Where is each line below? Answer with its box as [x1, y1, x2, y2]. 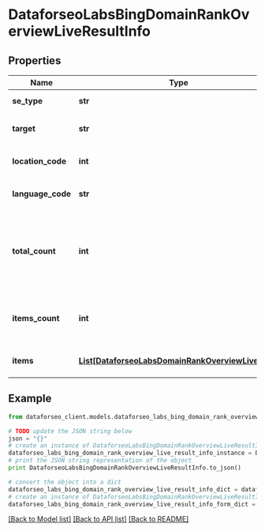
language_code [12, 188, 72, 199]
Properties [8, 54, 62, 67]
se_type [12, 96, 43, 106]
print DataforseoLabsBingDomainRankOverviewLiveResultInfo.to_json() [8, 464, 242, 472]
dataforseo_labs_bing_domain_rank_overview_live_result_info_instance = [8, 449, 252, 458]
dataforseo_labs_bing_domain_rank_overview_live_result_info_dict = [8, 485, 238, 493]
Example [8, 392, 52, 405]
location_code [12, 156, 67, 167]
